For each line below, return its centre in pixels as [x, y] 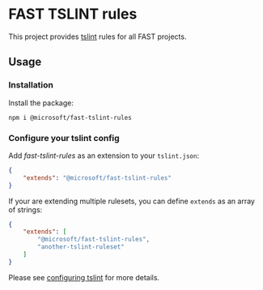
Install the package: [41, 103]
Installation [31, 85]
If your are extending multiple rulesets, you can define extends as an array [131, 201]
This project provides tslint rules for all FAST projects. [98, 36]
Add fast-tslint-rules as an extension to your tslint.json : [104, 156]
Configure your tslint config [64, 138]
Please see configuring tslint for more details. [84, 277]
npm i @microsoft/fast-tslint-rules [70, 117]
